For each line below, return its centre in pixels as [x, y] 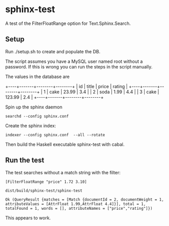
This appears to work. [28, 218]
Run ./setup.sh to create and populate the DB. [53, 51]
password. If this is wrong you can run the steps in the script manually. [79, 66]
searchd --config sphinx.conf [37, 116]
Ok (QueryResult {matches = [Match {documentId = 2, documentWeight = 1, [85, 199]
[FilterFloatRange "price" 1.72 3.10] [46, 182]
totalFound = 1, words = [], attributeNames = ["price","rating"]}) [79, 208]
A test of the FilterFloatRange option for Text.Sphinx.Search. [68, 23]
